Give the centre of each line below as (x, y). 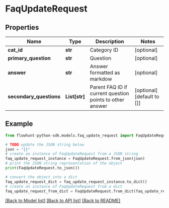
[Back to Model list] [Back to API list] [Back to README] (63, 201)
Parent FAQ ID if (108, 87)
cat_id (15, 50)
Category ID (104, 50)
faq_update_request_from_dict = (39, 191)
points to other (107, 100)
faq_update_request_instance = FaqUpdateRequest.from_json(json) (75, 159)
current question (109, 93)
